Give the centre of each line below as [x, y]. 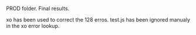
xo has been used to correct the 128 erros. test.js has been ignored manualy [98, 20]
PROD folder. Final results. [38, 8]
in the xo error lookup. [33, 26]
